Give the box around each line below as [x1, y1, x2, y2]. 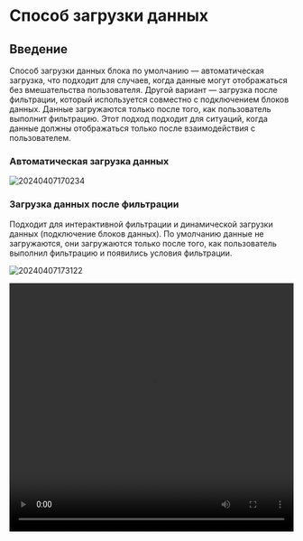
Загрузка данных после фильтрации [9, 198, 179, 210]
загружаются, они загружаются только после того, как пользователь [9, 238, 278, 248]
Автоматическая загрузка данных [9, 154, 170, 167]
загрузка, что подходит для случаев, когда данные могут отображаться [9, 75, 289, 86]
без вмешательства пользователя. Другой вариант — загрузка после [9, 85, 278, 95]
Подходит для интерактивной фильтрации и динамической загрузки [9, 219, 273, 229]
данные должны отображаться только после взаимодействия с [9, 123, 255, 134]
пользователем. [9, 133, 72, 143]
